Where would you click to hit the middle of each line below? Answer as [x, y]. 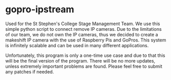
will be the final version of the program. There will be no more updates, [80, 61]
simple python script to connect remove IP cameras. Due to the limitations [83, 29]
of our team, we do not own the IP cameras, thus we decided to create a [82, 34]
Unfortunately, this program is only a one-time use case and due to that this [85, 55]
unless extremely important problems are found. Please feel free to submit [84, 66]
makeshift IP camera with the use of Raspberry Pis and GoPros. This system [86, 40]
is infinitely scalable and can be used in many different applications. [77, 45]
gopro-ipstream [40, 9]
